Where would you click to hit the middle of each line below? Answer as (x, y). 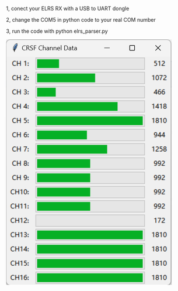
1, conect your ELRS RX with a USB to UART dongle (68, 8)
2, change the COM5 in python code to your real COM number (81, 20)
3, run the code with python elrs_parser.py (57, 31)
